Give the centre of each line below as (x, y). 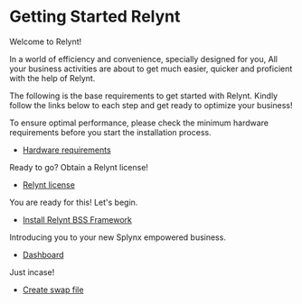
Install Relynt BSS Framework (77, 219)
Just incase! (32, 272)
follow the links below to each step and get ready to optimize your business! (151, 105)
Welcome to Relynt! (46, 41)
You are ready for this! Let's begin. (74, 202)
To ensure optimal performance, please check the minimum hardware (139, 123)
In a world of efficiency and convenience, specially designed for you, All (144, 59)
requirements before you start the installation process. (110, 132)
